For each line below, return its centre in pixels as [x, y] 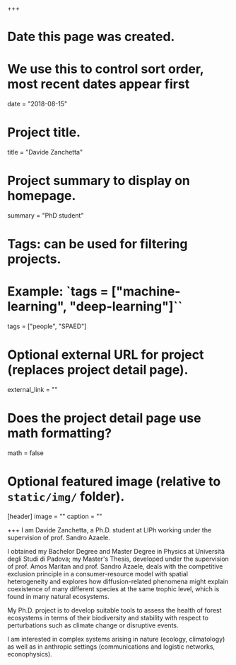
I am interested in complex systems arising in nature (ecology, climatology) [116, 639]
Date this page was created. [91, 37]
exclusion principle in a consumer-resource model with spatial [98, 574]
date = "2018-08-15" [37, 104]
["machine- [146, 292]
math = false [25, 453]
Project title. [44, 133]
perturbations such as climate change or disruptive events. [93, 625]
